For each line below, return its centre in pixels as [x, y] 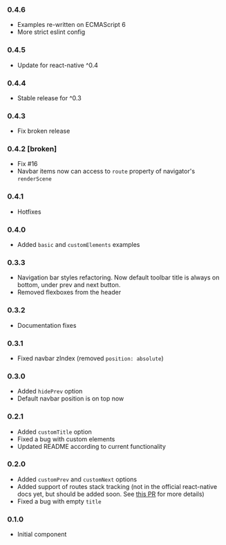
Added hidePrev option [50, 391]
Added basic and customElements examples [78, 245]
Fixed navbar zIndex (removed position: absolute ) [90, 358]
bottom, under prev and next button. [69, 285]
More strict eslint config [51, 32]
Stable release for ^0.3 [49, 98]
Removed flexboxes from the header [69, 293]
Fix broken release [44, 131]
